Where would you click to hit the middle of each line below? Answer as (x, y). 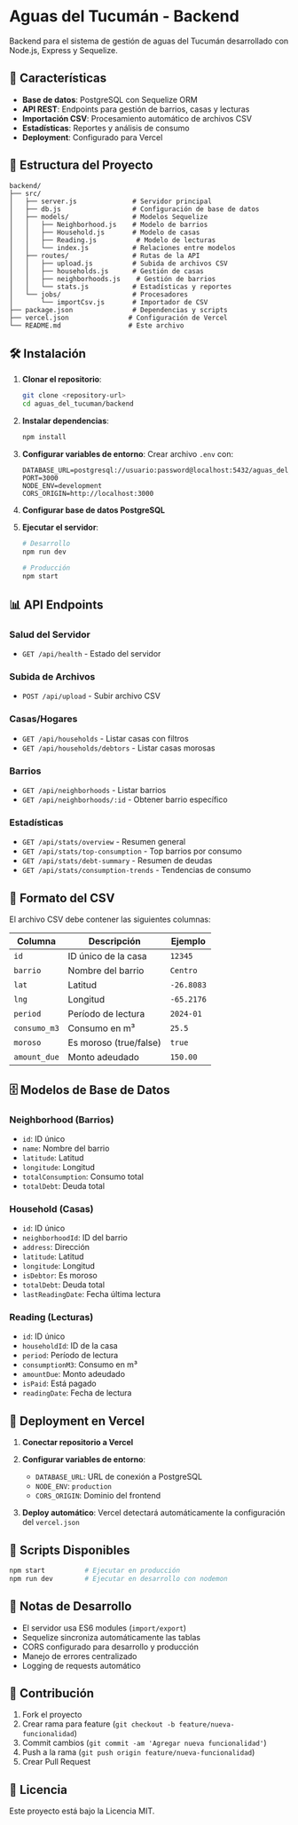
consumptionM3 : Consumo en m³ (79, 1365)
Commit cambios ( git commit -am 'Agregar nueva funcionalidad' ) (145, 1743)
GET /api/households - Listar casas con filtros (105, 738)
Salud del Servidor (50, 634)
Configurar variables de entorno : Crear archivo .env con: (127, 454)
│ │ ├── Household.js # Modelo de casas (105, 232)
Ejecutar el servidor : (60, 527)
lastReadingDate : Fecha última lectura (91, 1294)
